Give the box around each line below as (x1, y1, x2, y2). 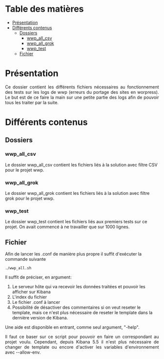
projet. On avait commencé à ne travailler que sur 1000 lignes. (5, 224, 130, 230)
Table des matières (5, 3, 84, 15)
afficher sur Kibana (12, 289, 51, 295)
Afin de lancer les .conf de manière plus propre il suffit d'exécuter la (5, 251, 142, 257)
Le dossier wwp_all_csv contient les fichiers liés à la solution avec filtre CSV (5, 162, 158, 168)
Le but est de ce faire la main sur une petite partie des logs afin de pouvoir (5, 94, 159, 100)
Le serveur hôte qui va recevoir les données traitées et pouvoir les (12, 284, 145, 290)
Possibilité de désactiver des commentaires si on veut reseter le (12, 304, 141, 311)
